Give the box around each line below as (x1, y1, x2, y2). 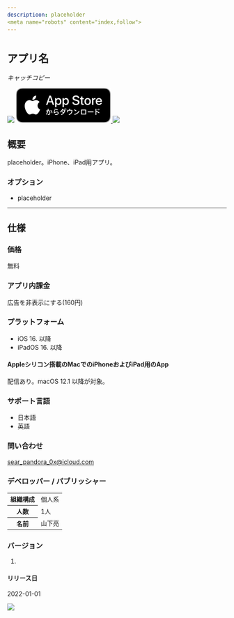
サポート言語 (7, 396, 51, 405)
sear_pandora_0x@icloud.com (7, 457, 95, 466)
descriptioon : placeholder (7, 11, 86, 18)
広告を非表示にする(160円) (7, 298, 84, 307)
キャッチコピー (7, 74, 50, 82)
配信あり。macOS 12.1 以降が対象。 (7, 377, 109, 386)
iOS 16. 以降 (17, 334, 52, 343)
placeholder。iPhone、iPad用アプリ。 (7, 158, 116, 167)
